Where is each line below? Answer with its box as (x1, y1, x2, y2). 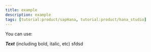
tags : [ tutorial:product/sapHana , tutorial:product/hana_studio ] (5, 17, 146, 22)
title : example (5, 7, 38, 13)
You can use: (5, 31, 33, 37)
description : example (5, 12, 51, 17)
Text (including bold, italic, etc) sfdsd (5, 41, 83, 47)
